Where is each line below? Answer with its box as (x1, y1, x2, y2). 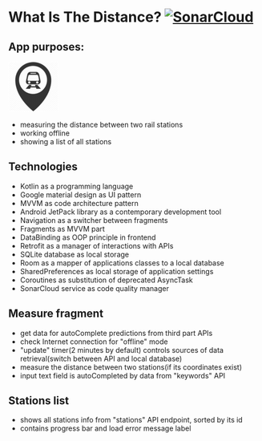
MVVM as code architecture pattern (19, 198, 139, 208)
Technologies (8, 160, 79, 174)
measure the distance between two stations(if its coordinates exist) (19, 362, 243, 372)
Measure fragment (8, 307, 104, 321)
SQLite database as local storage (19, 249, 130, 259)
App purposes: (8, 40, 85, 54)
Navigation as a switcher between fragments (19, 215, 168, 225)
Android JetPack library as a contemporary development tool (19, 207, 222, 216)
